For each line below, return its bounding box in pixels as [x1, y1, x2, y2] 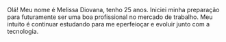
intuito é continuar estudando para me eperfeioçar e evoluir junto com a [7, 20, 210, 28]
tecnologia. [7, 27, 39, 35]
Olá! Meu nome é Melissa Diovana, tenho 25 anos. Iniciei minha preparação [7, 6, 220, 14]
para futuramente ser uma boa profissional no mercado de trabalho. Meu [7, 13, 213, 21]
